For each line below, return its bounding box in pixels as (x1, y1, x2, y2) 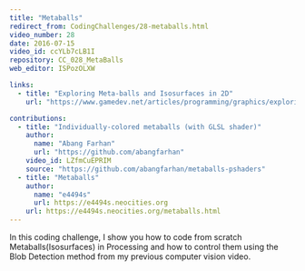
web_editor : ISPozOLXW (9, 65, 95, 74)
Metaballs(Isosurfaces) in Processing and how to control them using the (9, 242, 279, 252)
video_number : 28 (9, 30, 75, 39)
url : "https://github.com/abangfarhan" (33, 147, 184, 157)
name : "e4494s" (33, 190, 92, 199)
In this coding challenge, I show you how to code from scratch (9, 232, 242, 242)
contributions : (9, 114, 67, 123)
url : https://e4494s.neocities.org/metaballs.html (25, 206, 221, 216)
